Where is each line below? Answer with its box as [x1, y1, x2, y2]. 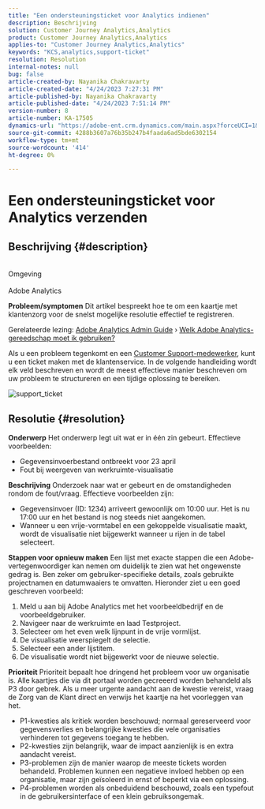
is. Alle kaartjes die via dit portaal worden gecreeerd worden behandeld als [8, 676, 252, 685]
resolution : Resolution [8, 56, 87, 64]
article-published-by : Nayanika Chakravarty [8, 92, 157, 100]
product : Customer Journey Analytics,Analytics [8, 33, 168, 42]
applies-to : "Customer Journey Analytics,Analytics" [8, 41, 185, 49]
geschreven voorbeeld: [8, 586, 84, 596]
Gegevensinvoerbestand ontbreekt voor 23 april [19, 457, 176, 466]
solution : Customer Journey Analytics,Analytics [8, 26, 171, 34]
